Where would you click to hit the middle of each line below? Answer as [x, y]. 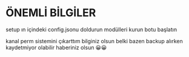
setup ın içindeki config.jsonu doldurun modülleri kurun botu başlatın [91, 29]
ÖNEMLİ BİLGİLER [51, 13]
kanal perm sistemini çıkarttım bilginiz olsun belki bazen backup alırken [94, 41]
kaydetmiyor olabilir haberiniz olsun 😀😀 [56, 47]
